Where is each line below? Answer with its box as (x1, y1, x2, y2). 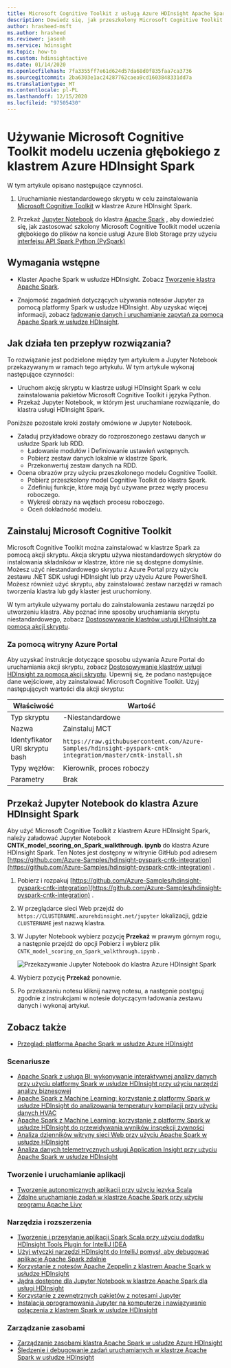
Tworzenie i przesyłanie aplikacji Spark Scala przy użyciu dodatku (16, 1233, 205, 1242)
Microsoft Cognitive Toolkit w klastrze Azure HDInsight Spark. (16, 201, 192, 210)
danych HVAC (16, 1109, 57, 1117)
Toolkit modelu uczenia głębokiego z (7, 144, 221, 159)
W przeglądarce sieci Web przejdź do (16, 905, 124, 913)
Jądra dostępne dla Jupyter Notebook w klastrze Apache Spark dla (16, 1277, 208, 1286)
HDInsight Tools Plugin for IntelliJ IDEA (16, 1240, 127, 1248)
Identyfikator (10, 735, 52, 744)
